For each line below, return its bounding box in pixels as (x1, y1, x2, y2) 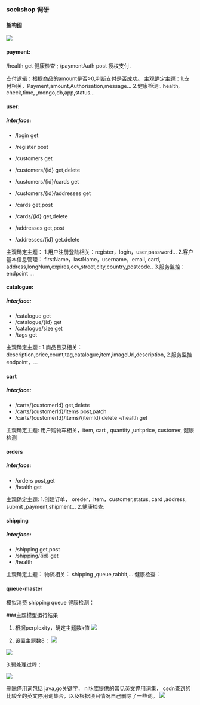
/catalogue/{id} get (14, 319, 62, 326)
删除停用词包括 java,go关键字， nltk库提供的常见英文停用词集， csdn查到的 (6, 685, 191, 692)
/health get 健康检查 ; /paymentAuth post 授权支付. (6, 62, 131, 69)
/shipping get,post (14, 546, 60, 553)
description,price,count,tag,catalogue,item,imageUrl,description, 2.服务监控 (6, 351, 193, 358)
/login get (14, 132, 39, 139)
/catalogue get (14, 312, 51, 319)
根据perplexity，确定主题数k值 (14, 624, 90, 631)
